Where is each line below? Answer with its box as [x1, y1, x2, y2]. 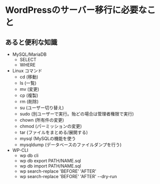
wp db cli [19, 152, 39, 158]
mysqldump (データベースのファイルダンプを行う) [19, 142, 122, 147]
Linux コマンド [12, 68, 43, 74]
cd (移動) [19, 74, 39, 79]
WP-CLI [12, 147, 29, 153]
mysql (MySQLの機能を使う [19, 136, 76, 141]
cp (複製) [19, 92, 39, 98]
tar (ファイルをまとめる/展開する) [19, 129, 88, 135]
